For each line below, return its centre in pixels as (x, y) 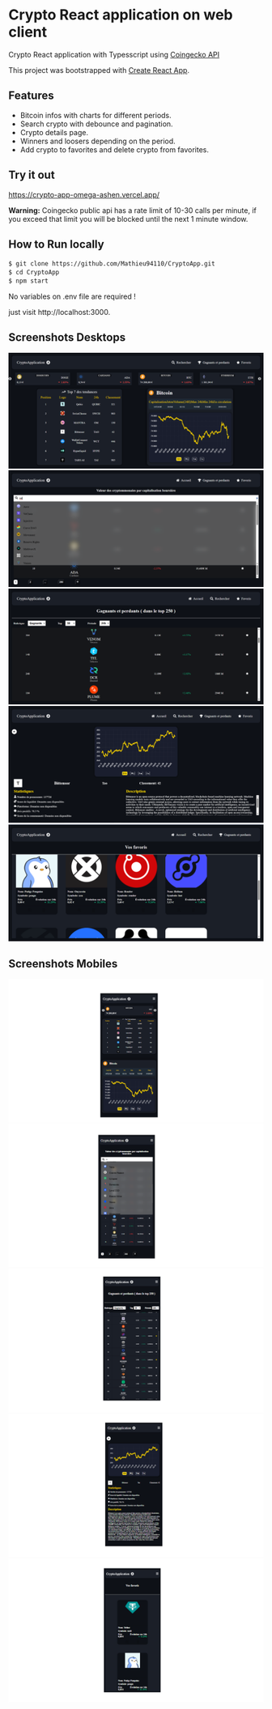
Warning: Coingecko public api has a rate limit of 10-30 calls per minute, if (133, 210)
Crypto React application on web (121, 15)
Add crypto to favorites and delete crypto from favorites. (114, 149)
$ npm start (28, 281)
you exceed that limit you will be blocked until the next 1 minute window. (128, 219)
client (28, 32)
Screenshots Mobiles (63, 964)
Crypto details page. (54, 132)
